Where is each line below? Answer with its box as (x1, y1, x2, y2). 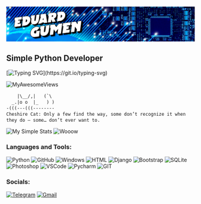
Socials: (6, 178, 31, 186)
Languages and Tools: (6, 142, 72, 151)
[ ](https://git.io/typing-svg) (6, 69, 108, 76)
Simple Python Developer (6, 53, 103, 64)
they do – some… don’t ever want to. (6, 117, 100, 123)
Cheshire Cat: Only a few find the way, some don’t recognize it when (6, 111, 186, 117)
